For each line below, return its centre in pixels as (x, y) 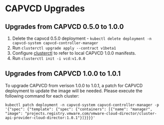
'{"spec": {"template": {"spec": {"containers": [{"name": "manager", (79, 109)
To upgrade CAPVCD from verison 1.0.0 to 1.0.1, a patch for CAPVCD (74, 85)
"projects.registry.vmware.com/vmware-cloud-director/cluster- (91, 113)
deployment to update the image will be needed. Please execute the (74, 91)
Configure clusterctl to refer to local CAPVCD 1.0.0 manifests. (74, 53)
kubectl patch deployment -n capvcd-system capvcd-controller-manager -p (82, 105)
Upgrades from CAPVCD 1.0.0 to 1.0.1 (63, 74)
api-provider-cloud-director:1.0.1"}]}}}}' (50, 118)
